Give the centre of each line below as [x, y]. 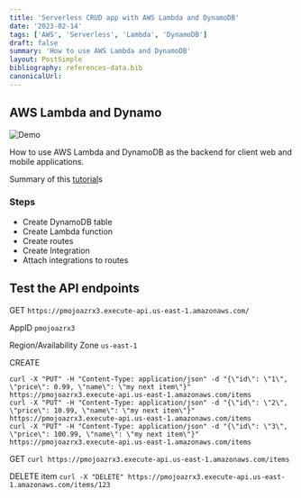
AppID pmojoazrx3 [42, 327]
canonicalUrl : [36, 77]
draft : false [34, 43]
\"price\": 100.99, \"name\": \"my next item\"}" [105, 434]
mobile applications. [46, 161]
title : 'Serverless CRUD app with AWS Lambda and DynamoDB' [125, 18]
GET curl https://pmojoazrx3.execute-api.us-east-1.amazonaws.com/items [150, 458]
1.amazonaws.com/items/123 [60, 484]
